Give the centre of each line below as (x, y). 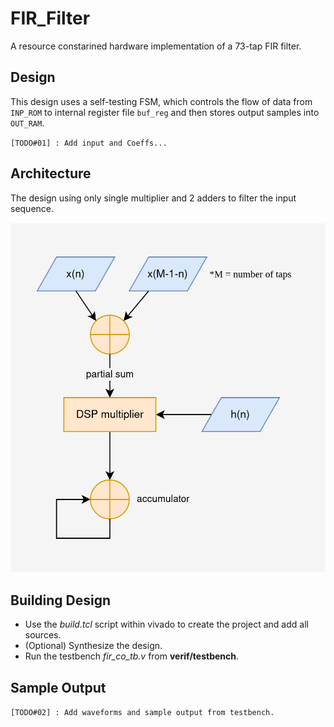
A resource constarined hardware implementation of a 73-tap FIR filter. (156, 46)
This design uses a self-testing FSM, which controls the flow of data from (161, 101)
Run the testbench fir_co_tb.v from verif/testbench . (132, 656)
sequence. (32, 208)
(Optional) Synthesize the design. (93, 646)
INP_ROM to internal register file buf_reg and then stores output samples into (165, 112)
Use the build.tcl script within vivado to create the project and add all (166, 624)
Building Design (61, 600)
